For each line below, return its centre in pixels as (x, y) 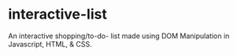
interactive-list (58, 14)
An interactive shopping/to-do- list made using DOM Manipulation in (119, 36)
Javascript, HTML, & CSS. (50, 44)
